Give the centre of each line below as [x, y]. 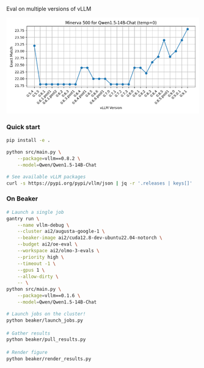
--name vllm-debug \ [43, 225]
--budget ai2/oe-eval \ [48, 244]
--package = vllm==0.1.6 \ [49, 296]
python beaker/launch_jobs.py [45, 320]
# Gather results [28, 333]
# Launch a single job [35, 212]
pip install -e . [28, 140]
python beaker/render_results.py [49, 359]
